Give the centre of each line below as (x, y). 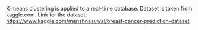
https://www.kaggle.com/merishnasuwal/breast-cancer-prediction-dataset (98, 21)
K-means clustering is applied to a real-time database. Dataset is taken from (99, 9)
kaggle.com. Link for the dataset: (47, 15)
